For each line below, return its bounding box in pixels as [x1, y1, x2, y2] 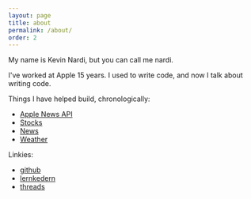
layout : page [8, 11, 51, 20]
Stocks [19, 118, 43, 127]
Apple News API [19, 110, 73, 119]
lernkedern [19, 174, 56, 183]
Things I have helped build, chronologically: [8, 94, 150, 103]
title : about [8, 19, 51, 27]
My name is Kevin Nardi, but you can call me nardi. [8, 55, 174, 65]
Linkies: [8, 150, 34, 160]
